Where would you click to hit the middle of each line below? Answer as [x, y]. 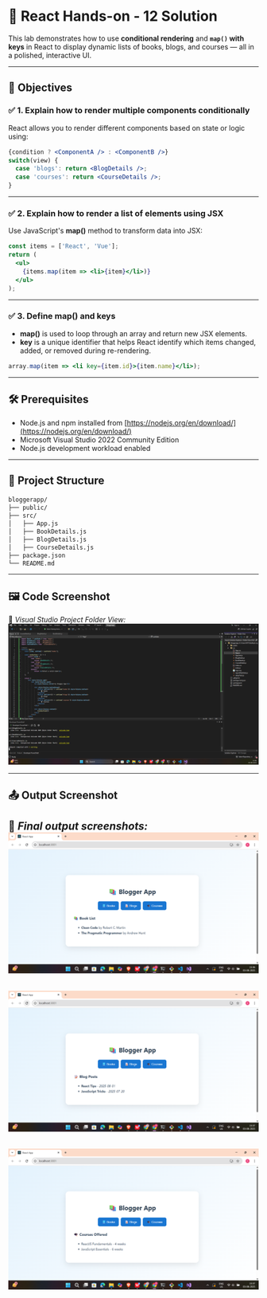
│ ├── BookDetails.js [48, 532]
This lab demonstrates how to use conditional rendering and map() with [126, 38]
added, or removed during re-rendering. [85, 351]
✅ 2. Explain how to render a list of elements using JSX [116, 213]
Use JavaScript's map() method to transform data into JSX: [105, 231]
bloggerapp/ [28, 500]
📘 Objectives [41, 88]
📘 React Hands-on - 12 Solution [113, 16]
